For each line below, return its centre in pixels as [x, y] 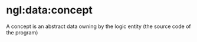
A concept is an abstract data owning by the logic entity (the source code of [99, 26]
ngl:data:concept [50, 10]
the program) [22, 32]
